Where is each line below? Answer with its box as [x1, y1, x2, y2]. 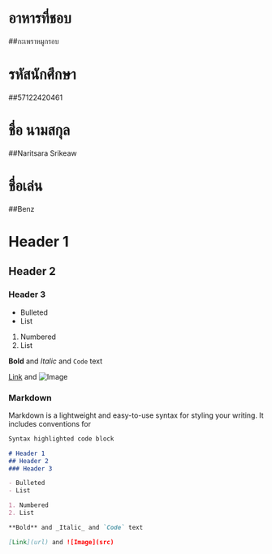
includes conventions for [8, 419, 92, 428]
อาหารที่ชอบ [8, 9, 71, 28]
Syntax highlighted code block [8, 435, 114, 443]
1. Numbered [8, 501, 49, 509]
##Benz [8, 204, 35, 213]
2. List [8, 509, 35, 517]
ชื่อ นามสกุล [8, 121, 71, 140]
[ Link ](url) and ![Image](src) [8, 538, 114, 546]
